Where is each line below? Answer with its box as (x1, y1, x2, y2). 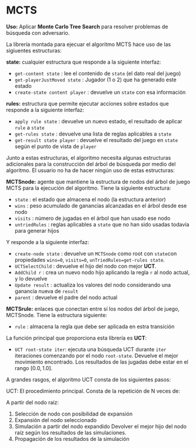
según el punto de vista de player (14, 143, 97, 150)
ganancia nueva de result (14, 287, 78, 295)
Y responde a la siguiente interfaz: (6, 238, 89, 245)
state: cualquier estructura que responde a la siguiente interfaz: (6, 58, 161, 65)
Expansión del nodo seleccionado (14, 416, 97, 423)
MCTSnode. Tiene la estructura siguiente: (6, 311, 108, 318)
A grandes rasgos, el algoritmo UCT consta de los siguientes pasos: (6, 375, 171, 383)
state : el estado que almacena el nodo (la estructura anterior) (14, 196, 166, 203)
